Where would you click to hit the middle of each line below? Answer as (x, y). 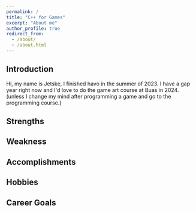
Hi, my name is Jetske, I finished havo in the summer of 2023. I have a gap (98, 84)
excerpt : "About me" (32, 23)
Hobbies (22, 182)
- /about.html (29, 45)
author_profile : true (33, 28)
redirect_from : (25, 34)
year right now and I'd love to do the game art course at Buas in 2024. (93, 90)
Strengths (25, 122)
